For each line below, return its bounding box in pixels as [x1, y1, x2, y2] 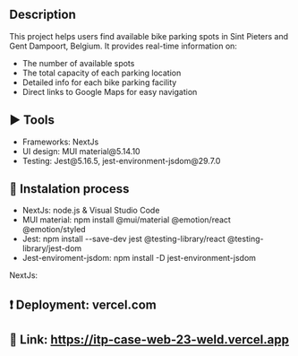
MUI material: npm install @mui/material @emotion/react [21, 214, 231, 225]
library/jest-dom [21, 243, 82, 254]
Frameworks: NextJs [21, 136, 99, 147]
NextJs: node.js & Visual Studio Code [21, 205, 160, 216]
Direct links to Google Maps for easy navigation [21, 86, 198, 97]
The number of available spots [21, 57, 135, 68]
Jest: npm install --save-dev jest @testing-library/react [21, 233, 226, 245]
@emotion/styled [21, 224, 87, 235]
